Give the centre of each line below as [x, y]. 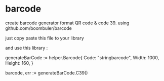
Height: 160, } [19, 63]
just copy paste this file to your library [45, 38]
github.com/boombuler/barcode [39, 28]
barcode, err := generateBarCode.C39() [47, 73]
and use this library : [27, 48]
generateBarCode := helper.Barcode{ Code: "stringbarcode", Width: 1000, [82, 57]
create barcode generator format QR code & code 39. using [67, 23]
